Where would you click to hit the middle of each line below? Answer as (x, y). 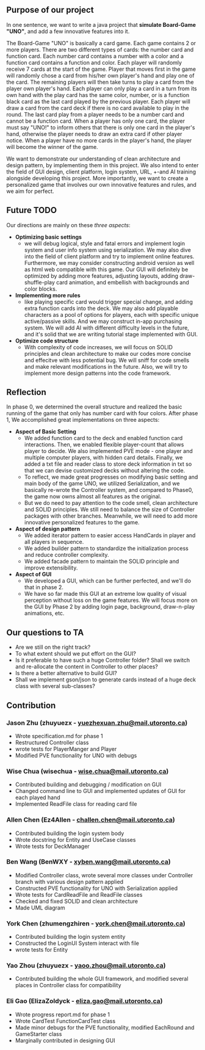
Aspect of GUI (33, 574)
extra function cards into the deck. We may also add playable (101, 308)
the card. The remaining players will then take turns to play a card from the (100, 82)
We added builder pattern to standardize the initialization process (106, 548)
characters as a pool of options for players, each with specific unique (111, 314)
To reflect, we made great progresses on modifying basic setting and (111, 477)
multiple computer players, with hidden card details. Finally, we (103, 458)
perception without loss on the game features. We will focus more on (111, 600)
